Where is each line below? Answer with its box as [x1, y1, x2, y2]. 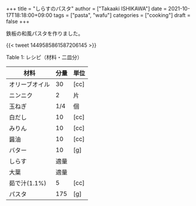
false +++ [6, 18, 30, 25]
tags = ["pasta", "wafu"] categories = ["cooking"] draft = [53, 12, 191, 19]
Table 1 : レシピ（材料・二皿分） [6, 54, 83, 60]
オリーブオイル [9, 81, 50, 88]
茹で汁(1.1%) [9, 179, 47, 187]
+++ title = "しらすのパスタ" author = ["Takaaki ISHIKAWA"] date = [6, 5, 167, 12]
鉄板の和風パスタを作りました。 [6, 30, 83, 37]
